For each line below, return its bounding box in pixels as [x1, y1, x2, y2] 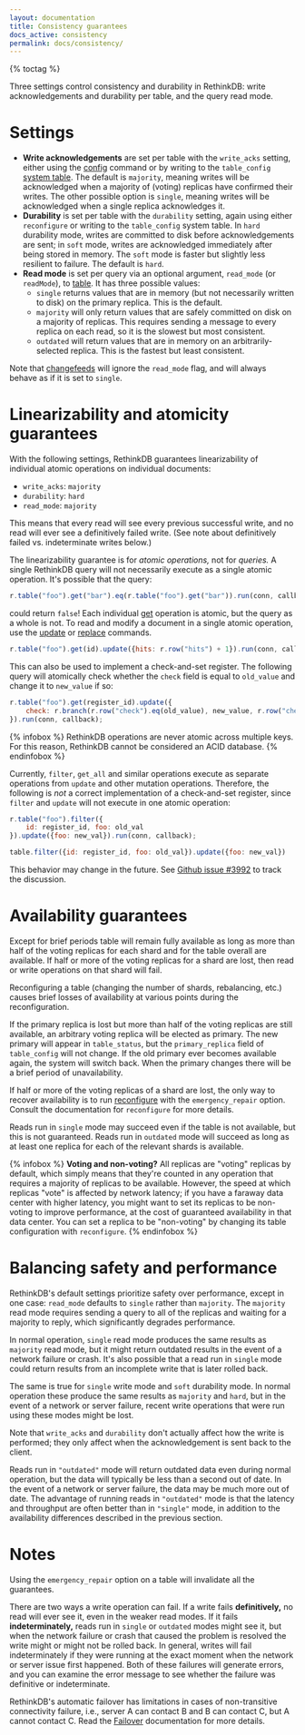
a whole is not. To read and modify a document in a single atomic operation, [9, 618, 293, 628]
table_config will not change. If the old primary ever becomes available [9, 1047, 277, 1058]
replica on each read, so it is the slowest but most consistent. [35, 326, 266, 337]
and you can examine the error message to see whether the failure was [9, 1669, 276, 1680]
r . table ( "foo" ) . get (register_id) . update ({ [9, 698, 172, 707]
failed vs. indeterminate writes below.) [9, 537, 152, 548]
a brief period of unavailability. [9, 1067, 123, 1078]
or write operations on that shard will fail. [9, 964, 162, 975]
